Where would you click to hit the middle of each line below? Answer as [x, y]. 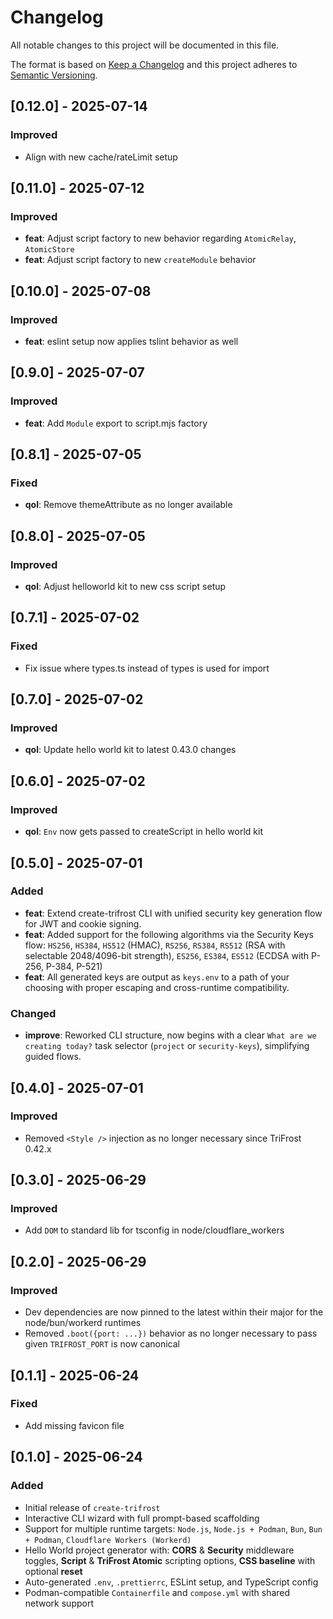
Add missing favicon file [74, 1425]
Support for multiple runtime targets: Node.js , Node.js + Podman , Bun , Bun [173, 1528]
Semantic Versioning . [54, 75]
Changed [33, 1013]
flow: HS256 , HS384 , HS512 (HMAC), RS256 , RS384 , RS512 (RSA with [155, 945]
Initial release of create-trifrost [92, 1507]
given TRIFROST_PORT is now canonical [102, 1344]
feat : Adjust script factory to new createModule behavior [140, 260]
